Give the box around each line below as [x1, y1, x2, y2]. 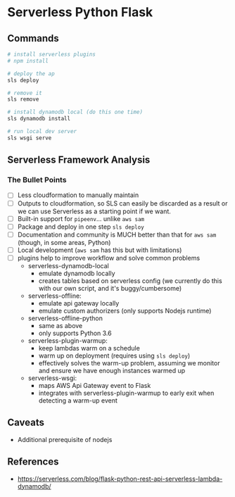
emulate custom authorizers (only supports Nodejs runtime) [38, 306, 212, 315]
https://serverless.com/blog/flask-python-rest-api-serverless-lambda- [17, 474, 223, 483]
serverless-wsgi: [27, 374, 77, 382]
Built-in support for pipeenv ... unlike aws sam [17, 214, 145, 222]
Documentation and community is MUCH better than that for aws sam [17, 230, 217, 239]
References [7, 455, 59, 468]
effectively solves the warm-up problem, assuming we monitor [38, 358, 220, 367]
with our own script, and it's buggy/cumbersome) [38, 284, 182, 292]
